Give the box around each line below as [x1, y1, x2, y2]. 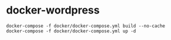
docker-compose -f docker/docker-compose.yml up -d [6, 28, 136, 34]
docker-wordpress [6, 4, 100, 17]
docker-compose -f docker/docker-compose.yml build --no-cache [6, 23, 166, 29]
